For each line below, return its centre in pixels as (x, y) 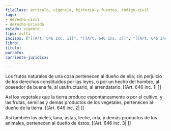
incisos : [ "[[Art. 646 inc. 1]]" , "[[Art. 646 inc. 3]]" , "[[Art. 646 (82, 39)
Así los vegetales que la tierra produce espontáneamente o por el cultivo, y (84, 97)
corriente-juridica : (27, 57)
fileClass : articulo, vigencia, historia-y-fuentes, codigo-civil (77, 10)
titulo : (13, 48)
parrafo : (15, 53)
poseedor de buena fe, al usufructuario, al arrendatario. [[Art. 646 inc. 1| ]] (83, 87)
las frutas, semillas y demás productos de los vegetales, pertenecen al (79, 102)
